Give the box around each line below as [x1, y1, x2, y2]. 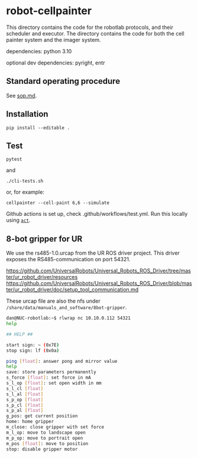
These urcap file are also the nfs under [6, 297, 100, 305]
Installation [6, 109, 48, 119]
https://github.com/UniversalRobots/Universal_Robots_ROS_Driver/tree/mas [6, 267, 191, 274]
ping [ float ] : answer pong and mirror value [6, 358, 118, 364]
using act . [6, 217, 31, 224]
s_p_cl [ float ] [6, 402, 44, 408]
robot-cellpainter [6, 4, 92, 18]
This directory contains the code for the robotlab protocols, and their [6, 24, 173, 31]
